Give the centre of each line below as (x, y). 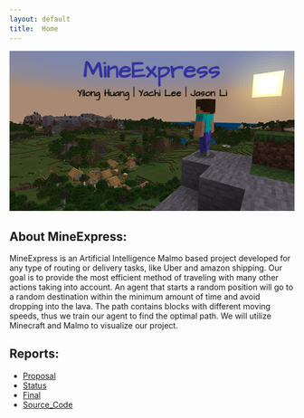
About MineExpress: (68, 237)
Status (34, 385)
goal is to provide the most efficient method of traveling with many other (144, 277)
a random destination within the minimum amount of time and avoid (135, 297)
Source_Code (47, 404)
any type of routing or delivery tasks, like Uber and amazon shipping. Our (146, 268)
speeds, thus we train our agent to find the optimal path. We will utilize (140, 316)
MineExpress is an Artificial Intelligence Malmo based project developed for (150, 258)
